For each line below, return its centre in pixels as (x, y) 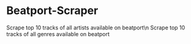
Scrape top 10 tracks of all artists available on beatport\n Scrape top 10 (96, 28)
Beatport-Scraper (52, 11)
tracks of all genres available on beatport (58, 34)
